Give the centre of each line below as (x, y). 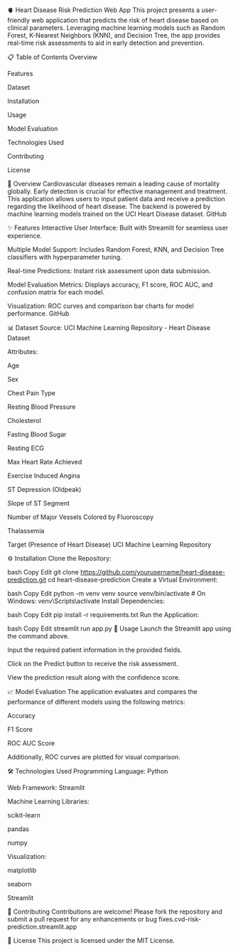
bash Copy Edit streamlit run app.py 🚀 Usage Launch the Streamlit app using (119, 629)
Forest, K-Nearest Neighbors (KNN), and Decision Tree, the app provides (114, 35)
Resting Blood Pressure (42, 407)
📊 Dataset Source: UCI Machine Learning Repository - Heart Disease (109, 328)
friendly (19, 20)
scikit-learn (24, 815)
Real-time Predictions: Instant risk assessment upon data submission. (109, 271)
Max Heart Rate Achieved (45, 462)
